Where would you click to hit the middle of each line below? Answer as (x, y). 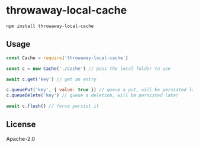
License (21, 125)
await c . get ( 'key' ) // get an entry (51, 79)
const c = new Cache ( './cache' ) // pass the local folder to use (88, 69)
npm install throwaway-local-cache (50, 26)
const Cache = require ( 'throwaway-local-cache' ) (67, 58)
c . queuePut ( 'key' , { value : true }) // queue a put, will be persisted (96, 90)
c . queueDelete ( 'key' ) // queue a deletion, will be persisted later (92, 95)
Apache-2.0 (21, 139)
